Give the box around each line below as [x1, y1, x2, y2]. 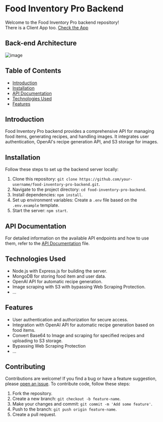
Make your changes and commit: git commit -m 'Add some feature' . [12, 401, 153, 407]
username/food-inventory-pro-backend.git [12, 182, 99, 187]
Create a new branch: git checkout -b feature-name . [12, 396, 121, 402]
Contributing [5, 362, 45, 371]
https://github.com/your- [79, 177, 133, 182]
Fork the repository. [12, 390, 53, 397]
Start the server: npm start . [12, 208, 68, 214]
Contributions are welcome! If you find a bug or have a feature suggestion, [5, 375, 157, 382]
